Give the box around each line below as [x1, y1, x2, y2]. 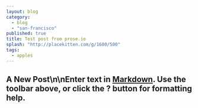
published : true [6, 31, 46, 37]
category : [6, 14, 31, 20]
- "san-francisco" [11, 25, 58, 31]
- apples [11, 53, 33, 58]
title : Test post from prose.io [6, 36, 86, 42]
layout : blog [6, 8, 39, 15]
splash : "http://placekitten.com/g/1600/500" [6, 42, 120, 48]
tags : [6, 47, 20, 53]
